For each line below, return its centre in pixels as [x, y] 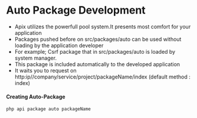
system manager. [36, 58]
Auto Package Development [76, 10]
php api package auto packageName [49, 109]
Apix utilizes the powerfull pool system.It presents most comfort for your [103, 27]
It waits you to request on [45, 70]
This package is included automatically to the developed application [97, 64]
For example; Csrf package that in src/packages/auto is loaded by [95, 51]
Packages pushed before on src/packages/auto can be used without [98, 39]
